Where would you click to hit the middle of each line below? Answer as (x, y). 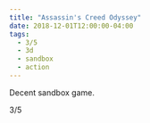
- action (33, 68)
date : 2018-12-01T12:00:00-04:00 (71, 26)
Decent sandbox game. (52, 92)
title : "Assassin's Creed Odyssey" (75, 17)
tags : (19, 34)
